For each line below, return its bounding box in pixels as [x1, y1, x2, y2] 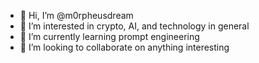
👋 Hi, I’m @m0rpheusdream [19, 10, 134, 21]
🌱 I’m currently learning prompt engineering [19, 31, 200, 42]
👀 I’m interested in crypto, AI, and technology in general [19, 20, 250, 32]
